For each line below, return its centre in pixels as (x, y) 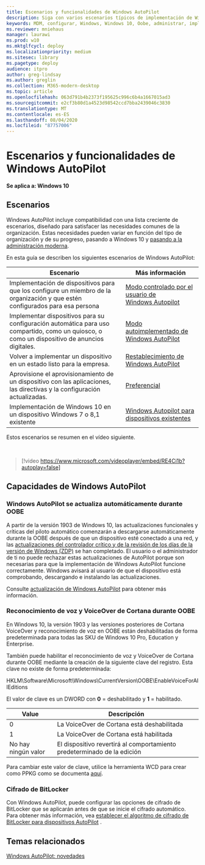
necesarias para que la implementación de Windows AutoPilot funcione (96, 564)
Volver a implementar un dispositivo (61, 356)
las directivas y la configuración (55, 389)
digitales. (22, 346)
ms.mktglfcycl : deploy (35, 46)
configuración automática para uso (59, 323)
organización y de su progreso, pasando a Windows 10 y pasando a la (94, 239)
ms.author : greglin (31, 80)
